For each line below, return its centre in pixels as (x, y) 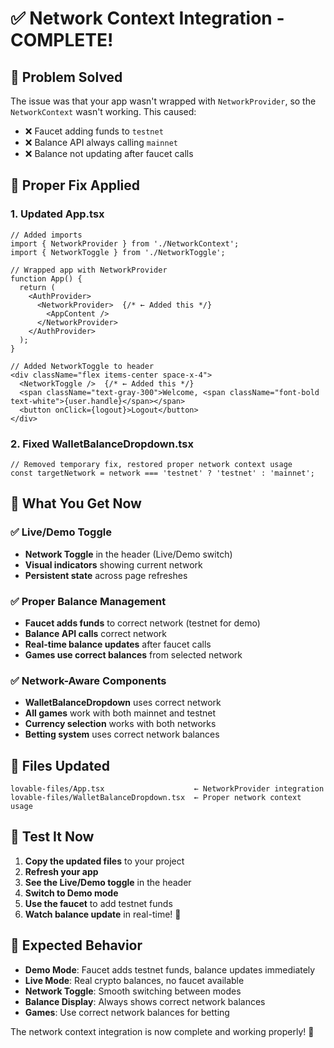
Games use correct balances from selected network (133, 654)
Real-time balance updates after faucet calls (118, 644)
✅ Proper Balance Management (88, 601)
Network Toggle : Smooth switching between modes (133, 991)
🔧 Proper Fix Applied (75, 185)
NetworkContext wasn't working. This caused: (103, 111)
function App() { (46, 278)
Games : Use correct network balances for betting (127, 1012)
